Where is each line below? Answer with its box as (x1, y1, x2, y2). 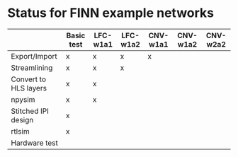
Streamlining (11, 62, 53, 72)
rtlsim (11, 126, 30, 136)
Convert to (11, 74, 46, 84)
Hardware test (11, 138, 58, 148)
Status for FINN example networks (7, 5, 215, 21)
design (11, 115, 34, 124)
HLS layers (11, 83, 47, 93)
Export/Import (11, 51, 58, 61)
